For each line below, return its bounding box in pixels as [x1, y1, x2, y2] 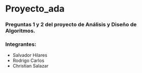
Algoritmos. [5, 27, 36, 34]
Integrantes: [5, 41, 37, 48]
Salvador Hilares [12, 52, 47, 58]
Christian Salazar [12, 63, 49, 69]
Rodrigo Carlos [12, 57, 45, 63]
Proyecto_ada [5, 3, 65, 15]
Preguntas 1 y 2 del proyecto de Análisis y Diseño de [5, 21, 137, 28]
